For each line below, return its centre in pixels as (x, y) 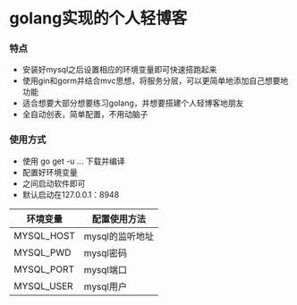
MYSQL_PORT (44, 269)
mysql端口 (106, 269)
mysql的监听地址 (119, 236)
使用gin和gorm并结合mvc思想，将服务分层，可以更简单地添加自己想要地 (155, 80)
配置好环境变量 (50, 172)
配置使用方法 (119, 218)
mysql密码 (106, 253)
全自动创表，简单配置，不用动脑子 (85, 114)
